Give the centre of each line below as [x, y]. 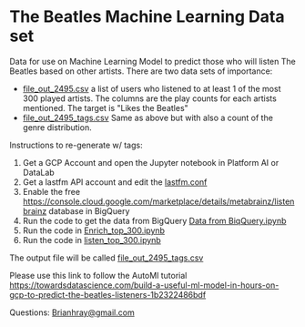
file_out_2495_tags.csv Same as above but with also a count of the [147, 118]
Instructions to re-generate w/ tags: [76, 145]
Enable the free [51, 191]
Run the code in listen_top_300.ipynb [91, 240]
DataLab [38, 172]
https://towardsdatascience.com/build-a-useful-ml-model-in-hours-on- [144, 285]
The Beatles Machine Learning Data [147, 17]
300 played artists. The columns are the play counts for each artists [150, 98]
